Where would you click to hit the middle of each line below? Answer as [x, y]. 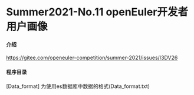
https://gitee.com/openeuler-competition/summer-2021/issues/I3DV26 [92, 58]
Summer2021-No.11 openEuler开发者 [97, 12]
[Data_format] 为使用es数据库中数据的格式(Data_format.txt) [78, 86]
